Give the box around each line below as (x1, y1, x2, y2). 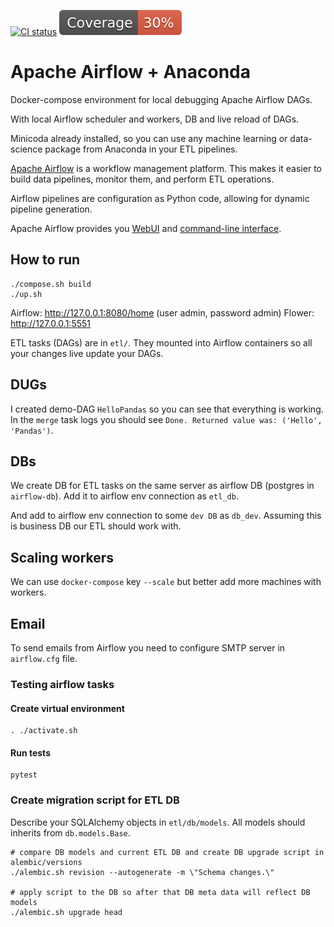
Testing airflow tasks (10, 677, 115, 691)
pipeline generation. (10, 203, 93, 215)
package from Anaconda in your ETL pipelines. (44, 143, 238, 155)
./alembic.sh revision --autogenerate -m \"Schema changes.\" (10, 867, 275, 877)
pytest (10, 770, 38, 780)
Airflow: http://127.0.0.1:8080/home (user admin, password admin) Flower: (10, 306, 315, 319)
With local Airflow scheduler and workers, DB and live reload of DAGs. (10, 113, 300, 125)
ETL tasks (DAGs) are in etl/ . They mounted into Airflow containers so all (10, 336, 313, 349)
